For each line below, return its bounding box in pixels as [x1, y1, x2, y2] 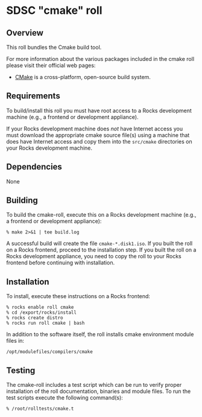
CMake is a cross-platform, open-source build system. [14, 74, 151, 80]
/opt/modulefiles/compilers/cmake [6, 349, 93, 355]
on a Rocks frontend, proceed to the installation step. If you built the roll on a [6, 246, 197, 253]
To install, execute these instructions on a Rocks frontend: [6, 293, 151, 300]
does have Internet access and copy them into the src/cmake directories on [6, 138, 192, 145]
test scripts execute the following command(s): [6, 394, 124, 401]
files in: [6, 337, 25, 345]
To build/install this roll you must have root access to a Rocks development [6, 107, 192, 114]
